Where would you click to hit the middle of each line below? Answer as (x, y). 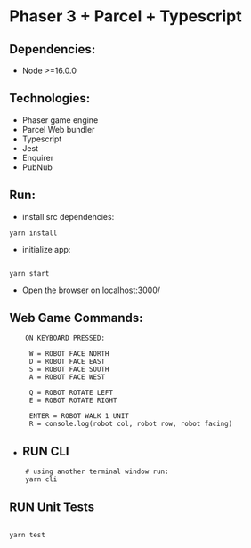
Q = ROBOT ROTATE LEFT (71, 393)
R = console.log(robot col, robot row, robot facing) (131, 424)
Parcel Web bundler (58, 129)
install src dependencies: (68, 216)
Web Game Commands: (77, 318)
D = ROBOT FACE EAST (67, 362)
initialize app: (46, 249)
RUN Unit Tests (52, 507)
